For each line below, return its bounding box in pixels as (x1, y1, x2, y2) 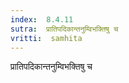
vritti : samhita (10, 33, 83, 43)
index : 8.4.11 (10, 14, 74, 25)
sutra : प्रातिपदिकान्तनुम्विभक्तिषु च (10, 24, 119, 34)
